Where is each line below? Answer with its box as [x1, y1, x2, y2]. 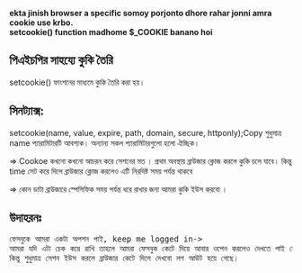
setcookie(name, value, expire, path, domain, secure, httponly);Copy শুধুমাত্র [9, 127, 282, 138]
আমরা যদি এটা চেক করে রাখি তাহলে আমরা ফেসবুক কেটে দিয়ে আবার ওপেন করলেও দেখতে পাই [9, 243, 285, 254]
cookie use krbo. [9, 17, 74, 28]
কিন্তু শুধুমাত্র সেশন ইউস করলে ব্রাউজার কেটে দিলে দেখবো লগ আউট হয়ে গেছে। [9, 253, 240, 264]
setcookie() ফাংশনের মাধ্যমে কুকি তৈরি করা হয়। [9, 77, 146, 87]
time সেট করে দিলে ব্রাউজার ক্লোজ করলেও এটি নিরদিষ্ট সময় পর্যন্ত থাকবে [9, 166, 193, 177]
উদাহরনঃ [9, 211, 42, 226]
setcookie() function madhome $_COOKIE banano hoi [9, 27, 213, 37]
